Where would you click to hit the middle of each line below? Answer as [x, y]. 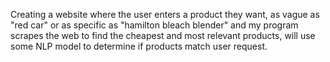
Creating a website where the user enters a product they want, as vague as [165, 14]
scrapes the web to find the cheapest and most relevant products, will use [163, 35]
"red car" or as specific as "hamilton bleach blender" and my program [154, 25]
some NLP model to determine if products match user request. [139, 46]
